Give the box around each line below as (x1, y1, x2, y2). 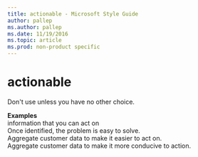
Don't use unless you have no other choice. (7, 97, 135, 106)
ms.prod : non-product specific (7, 43, 100, 50)
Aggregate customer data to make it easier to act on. (7, 134, 162, 142)
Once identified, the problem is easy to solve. (7, 126, 140, 135)
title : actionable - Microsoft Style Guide (7, 10, 139, 18)
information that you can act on (7, 119, 100, 127)
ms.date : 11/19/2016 (7, 30, 69, 38)
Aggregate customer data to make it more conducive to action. (7, 141, 192, 150)
